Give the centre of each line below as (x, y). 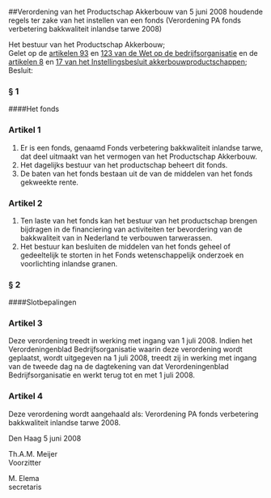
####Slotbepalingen (42, 302)
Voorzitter (25, 462)
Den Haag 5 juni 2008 (45, 438)
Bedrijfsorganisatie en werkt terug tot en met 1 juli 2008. (102, 375)
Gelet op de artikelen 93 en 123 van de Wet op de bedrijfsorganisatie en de (133, 53)
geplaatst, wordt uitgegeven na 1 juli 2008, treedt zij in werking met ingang (133, 358)
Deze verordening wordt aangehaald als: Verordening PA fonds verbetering (133, 414)
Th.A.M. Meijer (33, 453)
